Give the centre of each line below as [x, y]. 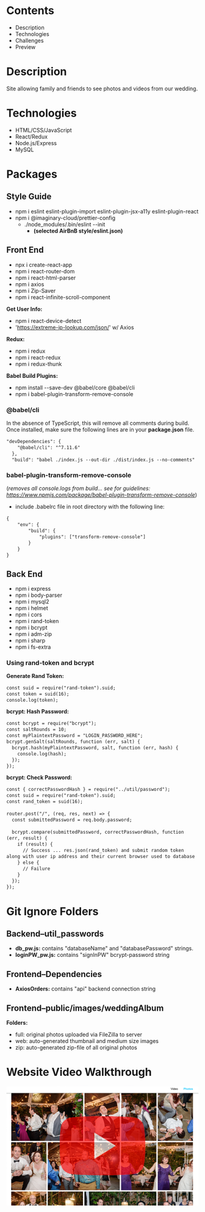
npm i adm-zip [34, 634]
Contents [31, 11]
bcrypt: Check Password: [39, 777]
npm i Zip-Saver [35, 290]
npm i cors [29, 615]
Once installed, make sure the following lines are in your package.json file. [100, 429]
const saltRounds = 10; [37, 730]
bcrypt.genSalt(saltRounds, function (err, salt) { [73, 742]
